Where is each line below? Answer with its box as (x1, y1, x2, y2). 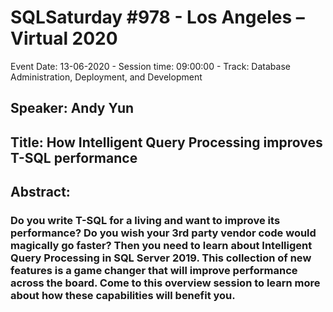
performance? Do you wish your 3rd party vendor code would (10, 226, 317, 240)
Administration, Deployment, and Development (10, 71, 203, 83)
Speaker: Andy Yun (10, 100, 135, 117)
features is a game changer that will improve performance (10, 264, 298, 278)
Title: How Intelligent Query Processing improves (10, 134, 323, 151)
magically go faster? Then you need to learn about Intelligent (10, 239, 313, 253)
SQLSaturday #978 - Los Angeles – (10, 6, 305, 29)
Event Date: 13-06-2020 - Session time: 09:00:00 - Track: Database (10, 60, 291, 72)
